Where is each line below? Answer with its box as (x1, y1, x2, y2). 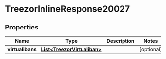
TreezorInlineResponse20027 (5, 3, 130, 15)
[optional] (139, 46, 162, 53)
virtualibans (7, 46, 37, 53)
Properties (5, 23, 39, 31)
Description (106, 38, 135, 44)
